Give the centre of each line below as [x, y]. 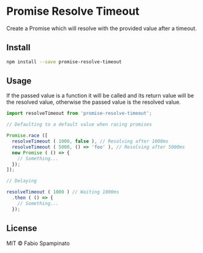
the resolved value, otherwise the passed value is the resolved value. [94, 102]
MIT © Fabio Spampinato [38, 243]
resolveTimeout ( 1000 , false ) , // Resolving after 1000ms [90, 142]
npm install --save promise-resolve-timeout [64, 62]
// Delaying [21, 181]
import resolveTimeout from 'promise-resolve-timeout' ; [79, 114]
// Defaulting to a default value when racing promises [79, 125]
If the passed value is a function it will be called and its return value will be [100, 96]
